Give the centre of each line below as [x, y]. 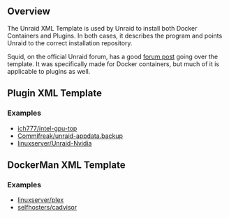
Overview [29, 11]
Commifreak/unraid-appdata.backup [70, 136]
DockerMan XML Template [66, 165]
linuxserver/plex [40, 200]
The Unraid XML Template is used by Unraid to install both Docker [102, 28]
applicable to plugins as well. [49, 71]
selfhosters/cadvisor [47, 208]
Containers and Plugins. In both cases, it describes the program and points [115, 36]
